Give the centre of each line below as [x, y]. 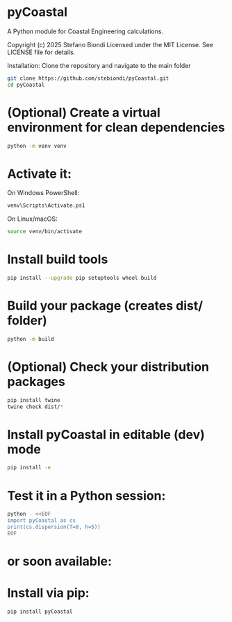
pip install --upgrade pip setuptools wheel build [82, 278]
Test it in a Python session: [86, 495]
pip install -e [29, 468]
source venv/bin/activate [44, 232]
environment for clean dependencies [116, 127]
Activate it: [39, 174]
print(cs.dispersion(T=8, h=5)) [54, 527]
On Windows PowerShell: [43, 193]
